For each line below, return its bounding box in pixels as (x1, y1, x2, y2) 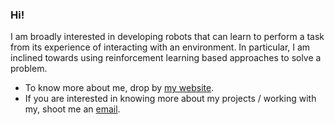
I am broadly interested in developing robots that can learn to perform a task (10, 31, 325, 43)
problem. (10, 63, 48, 75)
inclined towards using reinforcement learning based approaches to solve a (10, 52, 322, 64)
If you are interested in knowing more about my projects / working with (24, 93, 317, 105)
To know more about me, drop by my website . (24, 82, 215, 94)
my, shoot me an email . (24, 103, 121, 115)
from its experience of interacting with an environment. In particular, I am (10, 41, 311, 53)
